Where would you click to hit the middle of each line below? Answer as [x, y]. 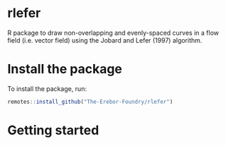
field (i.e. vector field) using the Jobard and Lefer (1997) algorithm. [105, 40]
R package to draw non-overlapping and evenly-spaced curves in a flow [113, 33]
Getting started [53, 130]
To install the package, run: [47, 88]
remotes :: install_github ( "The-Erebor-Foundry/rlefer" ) [90, 102]
